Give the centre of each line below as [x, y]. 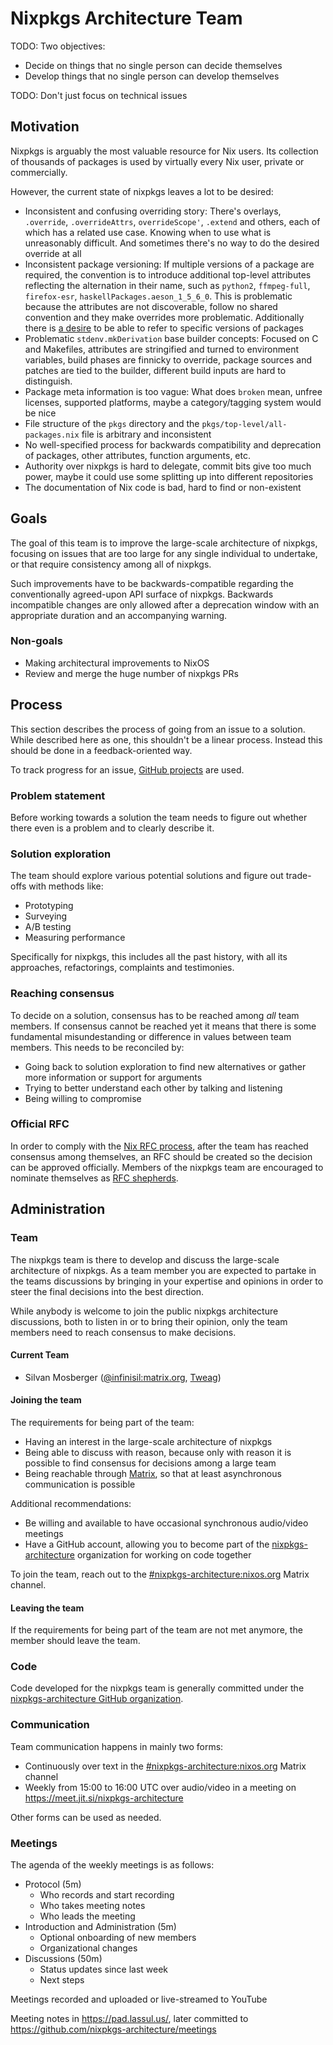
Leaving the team [47, 1608]
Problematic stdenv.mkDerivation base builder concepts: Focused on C [171, 338]
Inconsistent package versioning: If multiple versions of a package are [169, 264]
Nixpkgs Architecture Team [126, 18]
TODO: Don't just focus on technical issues [99, 95]
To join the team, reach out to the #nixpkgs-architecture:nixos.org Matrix [160, 1574]
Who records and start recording [107, 1895]
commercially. [39, 172]
